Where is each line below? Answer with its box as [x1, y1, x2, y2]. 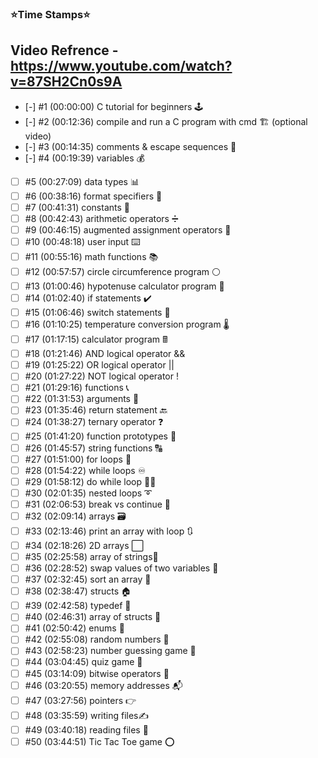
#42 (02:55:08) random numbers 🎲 [24, 633, 170, 646]
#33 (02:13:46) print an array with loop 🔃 [24, 525, 194, 537]
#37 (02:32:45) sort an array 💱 [24, 573, 152, 586]
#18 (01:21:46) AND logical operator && [24, 348, 186, 360]
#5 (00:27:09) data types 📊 [24, 175, 140, 187]
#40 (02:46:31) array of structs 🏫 [24, 611, 162, 623]
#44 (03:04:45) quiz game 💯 [24, 656, 143, 668]
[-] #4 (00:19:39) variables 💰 [24, 152, 145, 164]
